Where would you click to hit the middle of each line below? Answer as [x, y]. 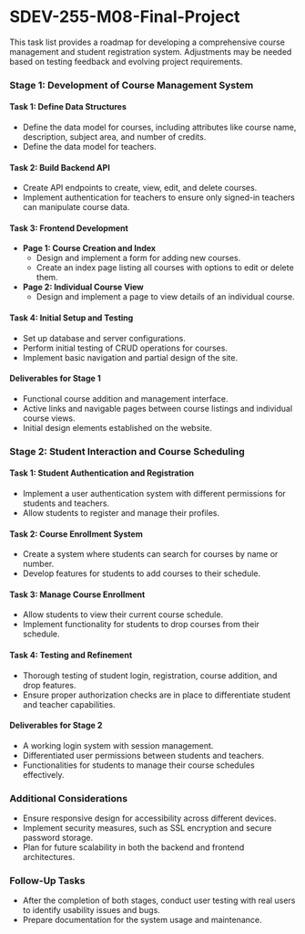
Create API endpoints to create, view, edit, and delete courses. [140, 188]
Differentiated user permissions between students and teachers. [143, 755]
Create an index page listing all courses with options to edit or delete [165, 268]
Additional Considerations [69, 798]
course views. [49, 418]
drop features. [49, 685]
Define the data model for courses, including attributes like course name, [159, 127]
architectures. [49, 857]
